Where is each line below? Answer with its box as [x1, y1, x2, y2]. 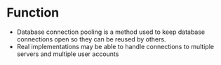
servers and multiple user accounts [16, 50, 119, 58]
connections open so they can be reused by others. [16, 35, 166, 43]
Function [6, 5, 60, 21]
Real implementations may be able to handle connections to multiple [16, 42, 215, 50]
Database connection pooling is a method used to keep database [16, 28, 206, 36]
